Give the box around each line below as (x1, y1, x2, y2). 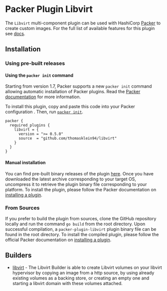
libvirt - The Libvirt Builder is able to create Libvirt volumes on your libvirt (12, 264, 162, 270)
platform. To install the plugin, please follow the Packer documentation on (5, 186, 157, 192)
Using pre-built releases (5, 60, 65, 67)
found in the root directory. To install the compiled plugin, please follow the (5, 231, 159, 237)
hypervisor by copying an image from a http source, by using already (12, 270, 155, 276)
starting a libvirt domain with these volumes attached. (12, 280, 123, 286)
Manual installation (5, 159, 46, 165)
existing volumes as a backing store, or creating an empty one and (12, 275, 150, 281)
